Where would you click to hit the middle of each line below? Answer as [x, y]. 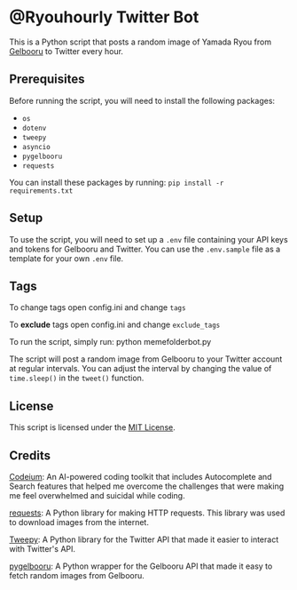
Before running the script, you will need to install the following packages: [142, 100]
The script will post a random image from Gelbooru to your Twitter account [146, 359]
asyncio [36, 147]
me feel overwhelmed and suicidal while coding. [97, 495]
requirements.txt [41, 191]
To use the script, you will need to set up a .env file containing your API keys [148, 239]
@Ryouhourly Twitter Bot [104, 17]
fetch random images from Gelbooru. [77, 575]
